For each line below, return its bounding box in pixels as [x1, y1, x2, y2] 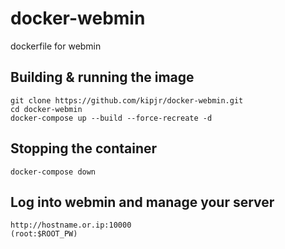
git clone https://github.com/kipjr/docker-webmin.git [10, 95, 244, 106]
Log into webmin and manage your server [10, 193, 275, 211]
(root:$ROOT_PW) [10, 229, 78, 239]
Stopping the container [10, 140, 158, 157]
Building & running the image [10, 69, 195, 86]
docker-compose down [10, 167, 97, 177]
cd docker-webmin [10, 104, 83, 114]
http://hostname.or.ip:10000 [10, 220, 132, 231]
